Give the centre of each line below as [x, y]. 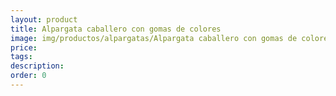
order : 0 [28, 76]
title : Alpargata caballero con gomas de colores [116, 29]
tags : [21, 57]
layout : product [44, 19]
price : [24, 47]
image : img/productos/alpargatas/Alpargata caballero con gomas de [154, 38]
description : [37, 66]
